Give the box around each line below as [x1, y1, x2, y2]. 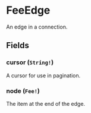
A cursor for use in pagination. [6, 72, 81, 79]
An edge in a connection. [6, 23, 68, 30]
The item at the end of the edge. [6, 100, 85, 107]
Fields [6, 40, 30, 51]
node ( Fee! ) [6, 87, 40, 95]
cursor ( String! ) [6, 58, 54, 67]
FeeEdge [6, 4, 51, 17]
